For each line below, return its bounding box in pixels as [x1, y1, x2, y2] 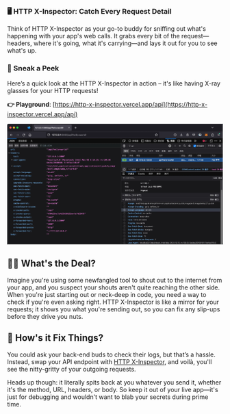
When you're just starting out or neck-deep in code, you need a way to [7, 290, 207, 298]
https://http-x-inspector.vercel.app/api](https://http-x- [54, 100, 207, 108]
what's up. [7, 47, 37, 55]
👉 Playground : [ [7, 100, 55, 108]
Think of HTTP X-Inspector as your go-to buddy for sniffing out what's [7, 25, 207, 33]
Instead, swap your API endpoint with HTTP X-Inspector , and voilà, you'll [7, 357, 212, 365]
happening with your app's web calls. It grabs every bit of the [7, 32, 180, 40]
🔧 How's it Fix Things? [7, 332, 104, 344]
